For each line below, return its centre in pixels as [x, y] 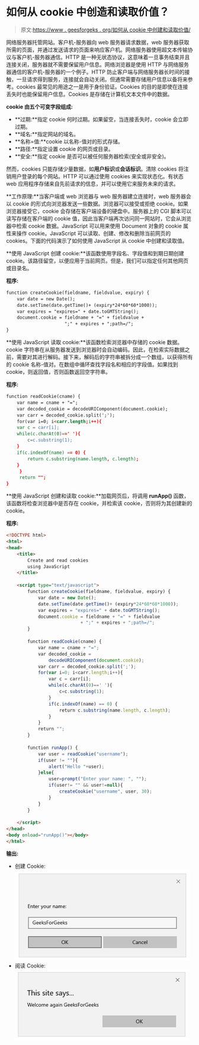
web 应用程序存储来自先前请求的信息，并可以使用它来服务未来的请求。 [92, 184]
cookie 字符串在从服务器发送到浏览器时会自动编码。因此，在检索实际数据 [95, 350]
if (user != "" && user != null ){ [86, 786]
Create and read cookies [58, 560]
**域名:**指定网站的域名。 [46, 134]
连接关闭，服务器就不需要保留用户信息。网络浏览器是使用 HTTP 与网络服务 [98, 64]
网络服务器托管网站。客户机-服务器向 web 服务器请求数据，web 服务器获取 [98, 42]
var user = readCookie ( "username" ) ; [83, 754]
